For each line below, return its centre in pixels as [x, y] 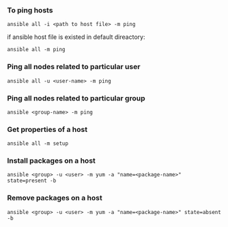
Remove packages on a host [55, 198]
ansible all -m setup [38, 144]
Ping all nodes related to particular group [76, 98]
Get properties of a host [47, 129]
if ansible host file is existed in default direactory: [76, 37]
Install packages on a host [51, 161]
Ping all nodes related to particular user [74, 67]
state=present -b [32, 181]
